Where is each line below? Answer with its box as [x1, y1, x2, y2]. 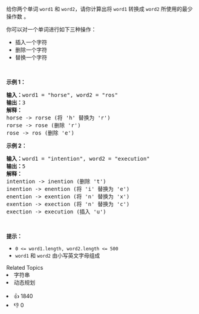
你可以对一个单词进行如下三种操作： [6, 26, 97, 33]
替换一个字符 [15, 54, 47, 61]
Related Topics [6, 264, 44, 271]
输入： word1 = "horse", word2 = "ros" [6, 92, 118, 98]
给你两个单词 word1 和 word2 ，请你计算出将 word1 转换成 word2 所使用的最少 [6, 5, 193, 12]
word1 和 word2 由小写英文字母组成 [15, 252, 100, 259]
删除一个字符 [15, 46, 47, 53]
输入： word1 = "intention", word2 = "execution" [6, 155, 150, 162]
